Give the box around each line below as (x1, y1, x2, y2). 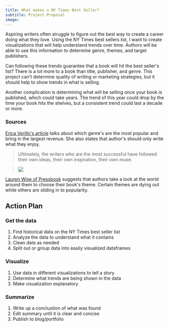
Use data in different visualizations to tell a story (12, 270, 115, 276)
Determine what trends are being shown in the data (12, 275, 121, 281)
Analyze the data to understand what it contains (12, 234, 114, 240)
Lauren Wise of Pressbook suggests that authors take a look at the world (5, 176, 159, 182)
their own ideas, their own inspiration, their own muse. (17, 156, 133, 162)
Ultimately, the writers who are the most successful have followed (17, 151, 157, 157)
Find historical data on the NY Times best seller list (12, 229, 120, 235)
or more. (5, 106, 24, 112)
